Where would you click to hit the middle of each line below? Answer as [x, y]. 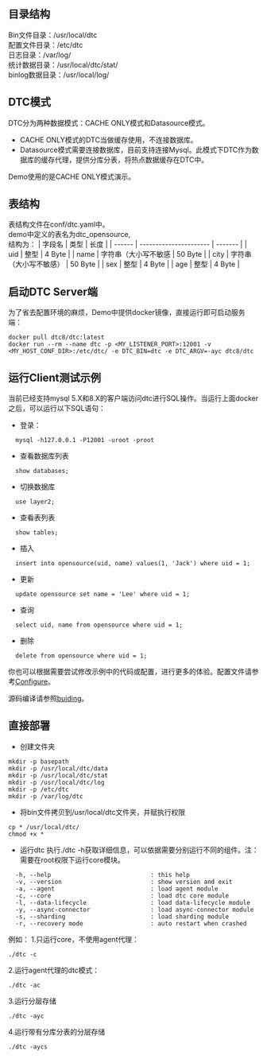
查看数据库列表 [44, 456]
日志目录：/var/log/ [40, 55]
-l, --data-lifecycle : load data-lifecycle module [133, 902]
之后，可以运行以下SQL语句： [57, 409]
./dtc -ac [25, 985]
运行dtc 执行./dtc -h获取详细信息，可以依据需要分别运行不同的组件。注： [139, 850]
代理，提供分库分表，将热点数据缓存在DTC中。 [132, 159]
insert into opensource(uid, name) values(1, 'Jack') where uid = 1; [133, 564]
